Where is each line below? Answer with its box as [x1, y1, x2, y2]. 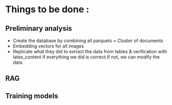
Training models [5, 91, 59, 100]
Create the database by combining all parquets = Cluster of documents [12, 37, 163, 44]
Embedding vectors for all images [12, 43, 84, 49]
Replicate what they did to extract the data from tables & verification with [12, 49, 167, 54]
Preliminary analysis [5, 24, 72, 33]
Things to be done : [5, 4, 89, 15]
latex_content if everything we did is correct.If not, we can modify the [12, 54, 160, 60]
